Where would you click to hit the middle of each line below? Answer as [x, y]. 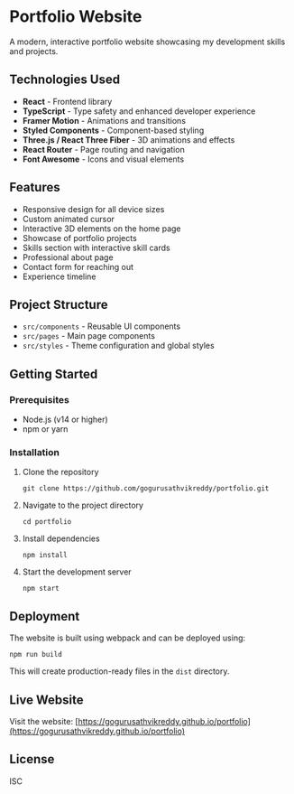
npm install [45, 556]
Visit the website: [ [44, 721]
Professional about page [68, 257]
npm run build [36, 655]
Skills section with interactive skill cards [96, 248]
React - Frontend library [67, 101]
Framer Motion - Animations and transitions [104, 120]
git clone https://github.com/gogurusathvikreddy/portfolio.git [146, 489]
